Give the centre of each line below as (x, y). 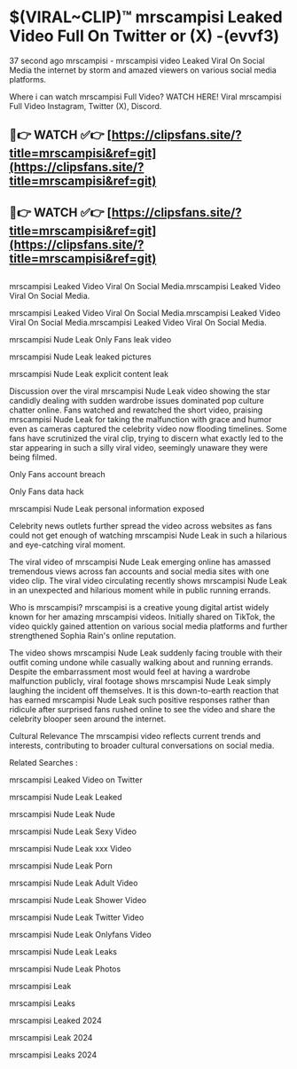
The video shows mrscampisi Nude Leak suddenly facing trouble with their (146, 653)
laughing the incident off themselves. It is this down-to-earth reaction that (144, 691)
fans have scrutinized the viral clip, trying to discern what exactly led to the (146, 438)
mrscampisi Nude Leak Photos (65, 969)
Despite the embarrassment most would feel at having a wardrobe (130, 672)
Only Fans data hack (47, 491)
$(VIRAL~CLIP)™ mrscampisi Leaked (146, 17)
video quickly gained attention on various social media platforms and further (148, 626)
